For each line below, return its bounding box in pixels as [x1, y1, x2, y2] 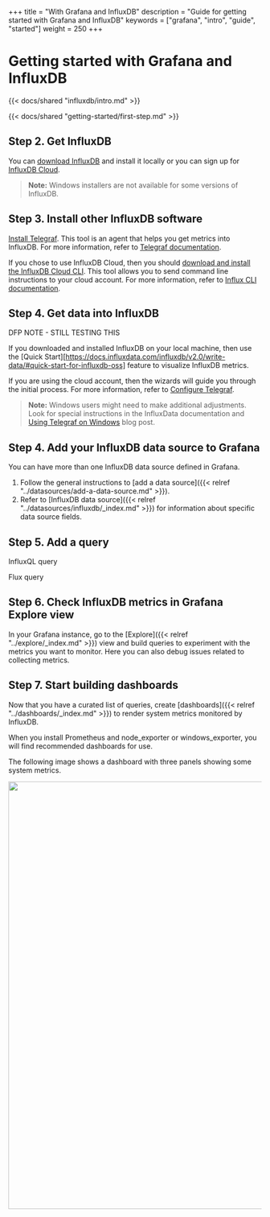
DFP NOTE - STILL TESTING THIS [8, 328, 121, 337]
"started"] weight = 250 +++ [8, 24, 103, 33]
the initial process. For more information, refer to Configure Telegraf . [8, 385, 235, 394]
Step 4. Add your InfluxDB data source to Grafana [8, 440, 260, 454]
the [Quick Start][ [8, 352, 66, 361]
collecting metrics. [8, 655, 70, 665]
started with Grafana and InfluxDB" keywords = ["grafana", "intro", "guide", [8, 15, 256, 25]
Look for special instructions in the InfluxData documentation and [27, 409, 245, 419]
